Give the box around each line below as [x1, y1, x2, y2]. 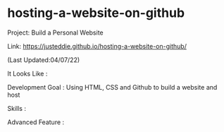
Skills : [7, 104, 27, 112]
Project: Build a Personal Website [7, 28, 104, 37]
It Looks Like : [7, 69, 48, 78]
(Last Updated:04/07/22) [7, 55, 80, 64]
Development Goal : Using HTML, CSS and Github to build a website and [7, 83, 218, 91]
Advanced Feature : [7, 118, 65, 126]
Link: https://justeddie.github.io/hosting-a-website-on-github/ [7, 42, 187, 50]
